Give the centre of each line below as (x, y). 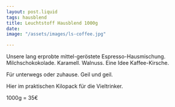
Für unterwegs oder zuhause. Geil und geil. (60, 75)
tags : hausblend (26, 17)
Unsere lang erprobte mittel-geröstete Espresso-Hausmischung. (86, 57)
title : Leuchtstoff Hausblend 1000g (52, 23)
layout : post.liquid (32, 12)
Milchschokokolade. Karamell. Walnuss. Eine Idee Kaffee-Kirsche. (88, 63)
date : (13, 29)
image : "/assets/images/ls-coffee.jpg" (56, 34)
